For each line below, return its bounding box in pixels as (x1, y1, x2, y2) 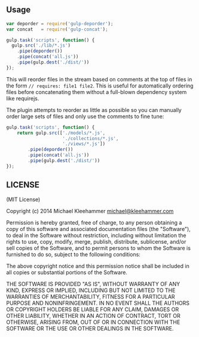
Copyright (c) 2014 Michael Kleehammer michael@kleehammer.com (6, 207, 174, 214)
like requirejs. (6, 95, 39, 102)
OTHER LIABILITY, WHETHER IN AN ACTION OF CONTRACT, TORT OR (6, 312, 180, 319)
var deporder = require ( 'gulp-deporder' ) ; (6, 20, 114, 26)
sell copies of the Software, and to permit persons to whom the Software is (6, 244, 191, 251)
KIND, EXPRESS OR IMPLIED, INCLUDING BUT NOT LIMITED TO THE (6, 287, 176, 294)
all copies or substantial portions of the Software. (6, 269, 127, 276)
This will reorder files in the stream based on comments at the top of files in (6, 75, 192, 83)
